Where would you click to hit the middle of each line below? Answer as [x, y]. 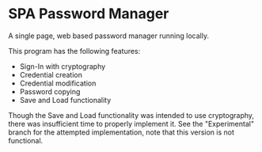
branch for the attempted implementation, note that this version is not [122, 132]
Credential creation [51, 74]
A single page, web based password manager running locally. [109, 36]
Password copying [50, 91]
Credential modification [58, 83]
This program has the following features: [74, 51]
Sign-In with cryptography [63, 66]
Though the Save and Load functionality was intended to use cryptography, [131, 115]
